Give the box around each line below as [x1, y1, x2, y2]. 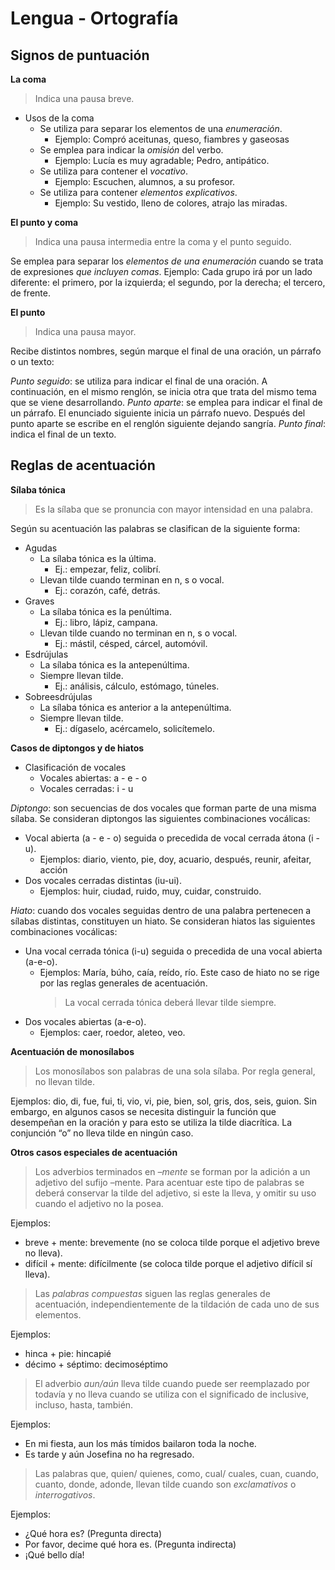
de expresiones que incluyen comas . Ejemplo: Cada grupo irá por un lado [10, 266, 313, 277]
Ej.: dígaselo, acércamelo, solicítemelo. [54, 722, 215, 734]
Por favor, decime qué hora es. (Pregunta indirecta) [24, 1538, 237, 1550]
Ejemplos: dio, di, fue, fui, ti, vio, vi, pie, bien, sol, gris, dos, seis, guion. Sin [10, 1095, 317, 1107]
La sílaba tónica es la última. [39, 552, 157, 564]
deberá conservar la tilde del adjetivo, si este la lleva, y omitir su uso [34, 1187, 317, 1199]
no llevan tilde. [34, 1075, 96, 1087]
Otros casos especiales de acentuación [10, 1146, 178, 1158]
